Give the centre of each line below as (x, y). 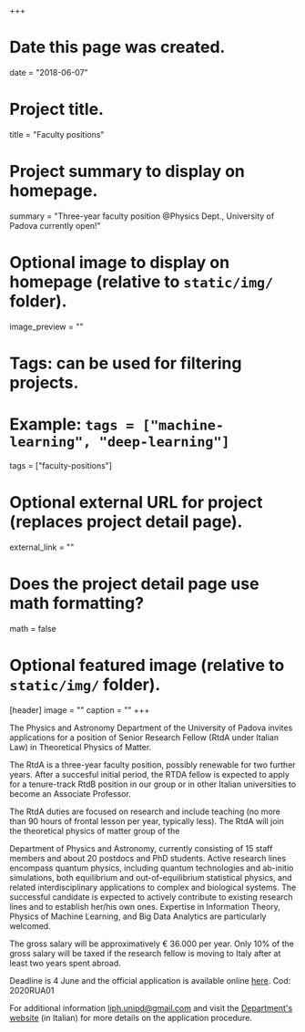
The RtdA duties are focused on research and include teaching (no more (145, 811)
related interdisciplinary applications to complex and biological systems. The (153, 887)
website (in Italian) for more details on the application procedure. (131, 1017)
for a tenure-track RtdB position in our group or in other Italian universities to (153, 784)
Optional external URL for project (136, 503)
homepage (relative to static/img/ (142, 282)
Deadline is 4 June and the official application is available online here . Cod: (150, 980)
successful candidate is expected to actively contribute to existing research (151, 897)
